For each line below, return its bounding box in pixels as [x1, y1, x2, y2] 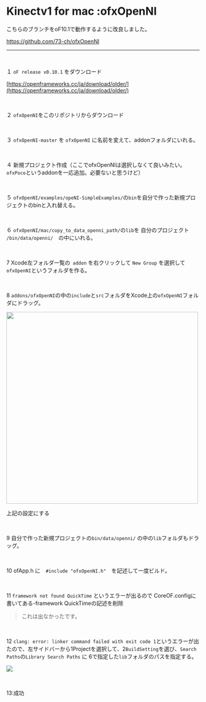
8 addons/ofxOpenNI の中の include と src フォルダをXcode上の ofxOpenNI [6, 291, 183, 299]
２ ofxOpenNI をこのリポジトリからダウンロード [6, 111, 124, 118]
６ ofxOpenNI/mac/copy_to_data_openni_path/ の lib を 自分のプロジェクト [6, 226, 189, 234]
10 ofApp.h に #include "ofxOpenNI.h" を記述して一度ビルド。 [6, 566, 170, 574]
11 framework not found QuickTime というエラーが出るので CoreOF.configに [6, 592, 196, 599]
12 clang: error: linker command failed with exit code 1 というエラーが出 [6, 637, 199, 645]
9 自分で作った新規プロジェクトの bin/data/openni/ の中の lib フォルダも [6, 534, 189, 541]
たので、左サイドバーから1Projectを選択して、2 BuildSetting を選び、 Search [6, 645, 197, 652]
